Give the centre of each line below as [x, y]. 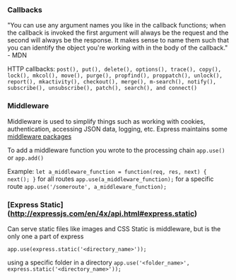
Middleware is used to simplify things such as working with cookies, [106, 121]
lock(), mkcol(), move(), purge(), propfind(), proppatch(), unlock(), [115, 76]
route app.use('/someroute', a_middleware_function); [87, 186]
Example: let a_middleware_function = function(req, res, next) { [107, 171]
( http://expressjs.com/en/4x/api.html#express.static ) [102, 214]
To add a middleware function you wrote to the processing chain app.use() [116, 150]
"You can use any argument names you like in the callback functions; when [117, 25]
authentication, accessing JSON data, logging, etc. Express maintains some [117, 129]
